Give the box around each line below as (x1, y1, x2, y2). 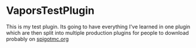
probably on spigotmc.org (6, 35, 69, 42)
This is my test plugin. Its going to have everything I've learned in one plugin (6, 23, 191, 30)
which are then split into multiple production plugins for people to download (6, 29, 189, 36)
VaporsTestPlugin (6, 4, 95, 17)
